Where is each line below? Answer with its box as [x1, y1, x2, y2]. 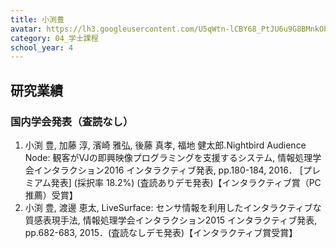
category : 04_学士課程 [10, 33, 99, 43]
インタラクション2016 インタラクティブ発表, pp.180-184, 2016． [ [33, 164, 303, 176]
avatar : [10, 24, 43, 34]
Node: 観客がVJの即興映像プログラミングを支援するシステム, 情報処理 [24, 151, 313, 163]
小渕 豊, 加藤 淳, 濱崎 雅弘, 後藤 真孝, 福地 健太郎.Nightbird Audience [24, 139, 307, 151]
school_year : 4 [10, 42, 74, 53]
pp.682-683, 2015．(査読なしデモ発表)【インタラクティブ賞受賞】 [24, 226, 298, 238]
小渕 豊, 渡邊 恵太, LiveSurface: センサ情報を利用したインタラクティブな [24, 201, 322, 213]
